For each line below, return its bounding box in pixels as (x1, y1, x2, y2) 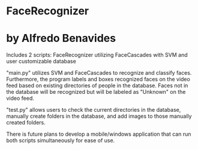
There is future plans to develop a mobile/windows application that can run (6, 130, 191, 138)
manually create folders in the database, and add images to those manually (6, 112, 192, 120)
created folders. (6, 119, 46, 126)
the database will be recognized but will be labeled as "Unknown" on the (6, 88, 186, 96)
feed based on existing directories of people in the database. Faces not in (6, 82, 188, 89)
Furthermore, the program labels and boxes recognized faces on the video (6, 76, 190, 83)
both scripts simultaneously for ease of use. (6, 137, 115, 144)
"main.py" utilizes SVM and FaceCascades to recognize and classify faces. (6, 69, 192, 76)
